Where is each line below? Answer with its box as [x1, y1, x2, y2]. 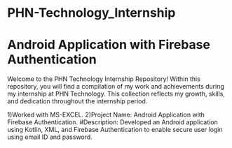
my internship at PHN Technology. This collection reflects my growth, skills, [7, 89, 226, 98]
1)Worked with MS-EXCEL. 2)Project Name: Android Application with [7, 110, 205, 119]
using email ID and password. [7, 133, 93, 141]
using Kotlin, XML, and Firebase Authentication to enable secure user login [7, 126, 223, 134]
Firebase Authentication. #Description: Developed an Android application [7, 118, 219, 126]
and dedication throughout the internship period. [7, 97, 148, 105]
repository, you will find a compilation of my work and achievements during [7, 82, 224, 91]
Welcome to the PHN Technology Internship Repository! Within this [7, 75, 201, 83]
